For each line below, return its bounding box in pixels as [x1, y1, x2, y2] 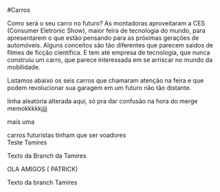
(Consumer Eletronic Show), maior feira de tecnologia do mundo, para [7, 27, 206, 34]
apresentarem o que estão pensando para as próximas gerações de [7, 34, 199, 42]
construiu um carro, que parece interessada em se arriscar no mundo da [7, 56, 213, 64]
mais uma [7, 118, 35, 126]
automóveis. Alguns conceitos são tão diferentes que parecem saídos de [7, 41, 214, 49]
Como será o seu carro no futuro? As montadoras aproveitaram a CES [7, 19, 206, 27]
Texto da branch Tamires [7, 178, 78, 186]
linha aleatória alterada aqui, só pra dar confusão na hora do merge [7, 97, 198, 105]
